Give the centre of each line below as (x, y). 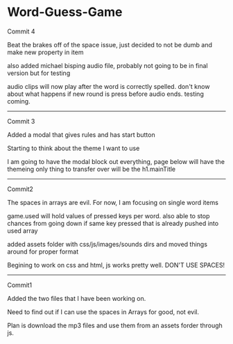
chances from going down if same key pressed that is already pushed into (113, 223)
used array (23, 231)
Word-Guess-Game (65, 12)
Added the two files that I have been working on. (77, 298)
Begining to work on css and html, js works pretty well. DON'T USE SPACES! (116, 265)
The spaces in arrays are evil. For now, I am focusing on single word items (113, 202)
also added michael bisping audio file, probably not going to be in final (107, 65)
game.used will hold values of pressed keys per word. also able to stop (109, 215)
